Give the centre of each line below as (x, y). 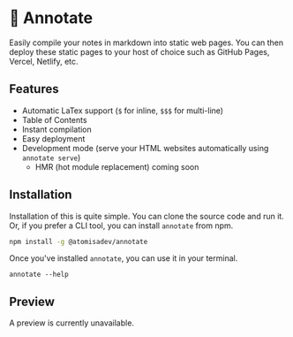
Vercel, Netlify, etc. (44, 61)
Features (34, 89)
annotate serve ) (51, 157)
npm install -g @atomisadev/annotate (79, 241)
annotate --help (39, 275)
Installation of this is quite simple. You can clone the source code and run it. (146, 216)
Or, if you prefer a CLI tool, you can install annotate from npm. (121, 226)
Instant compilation (57, 129)
